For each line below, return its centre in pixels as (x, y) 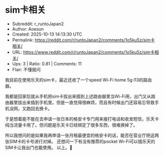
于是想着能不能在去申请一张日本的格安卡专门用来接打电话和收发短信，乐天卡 (82, 119)
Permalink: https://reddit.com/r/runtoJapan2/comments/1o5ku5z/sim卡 (83, 40)
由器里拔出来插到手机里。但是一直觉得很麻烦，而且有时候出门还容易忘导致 (80, 102)
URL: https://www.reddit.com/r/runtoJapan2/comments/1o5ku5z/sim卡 (83, 52)
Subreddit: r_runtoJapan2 (38, 24)
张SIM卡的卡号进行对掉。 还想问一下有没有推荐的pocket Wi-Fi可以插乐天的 (80, 141)
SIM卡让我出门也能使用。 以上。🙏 (39, 147)
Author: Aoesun (28, 29)
